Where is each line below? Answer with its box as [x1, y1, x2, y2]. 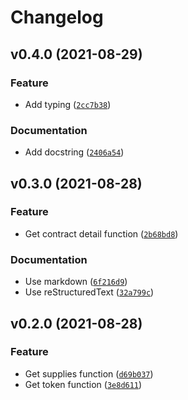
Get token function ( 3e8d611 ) [24, 378, 143, 390]
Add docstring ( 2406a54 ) [24, 146, 125, 158]
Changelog [10, 6, 104, 29]
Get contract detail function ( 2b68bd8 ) [24, 227, 179, 240]
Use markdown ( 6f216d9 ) [24, 276, 128, 288]
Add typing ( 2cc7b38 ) [24, 98, 112, 110]
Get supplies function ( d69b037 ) [24, 367, 154, 380]
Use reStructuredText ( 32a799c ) [24, 286, 155, 298]
